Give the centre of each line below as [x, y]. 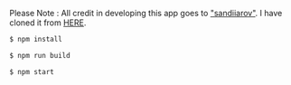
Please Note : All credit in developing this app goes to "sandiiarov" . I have [146, 13]
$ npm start [32, 71]
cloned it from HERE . [48, 23]
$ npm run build [40, 55]
